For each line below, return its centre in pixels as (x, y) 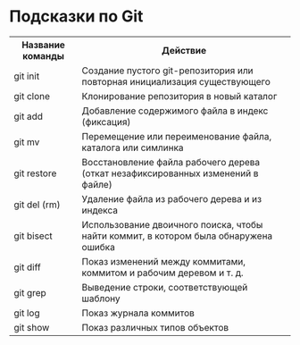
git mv (27, 142)
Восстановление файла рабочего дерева (171, 162)
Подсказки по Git (76, 17)
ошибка (99, 247)
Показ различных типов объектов (155, 327)
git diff (28, 267)
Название (43, 45)
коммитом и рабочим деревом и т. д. (162, 273)
